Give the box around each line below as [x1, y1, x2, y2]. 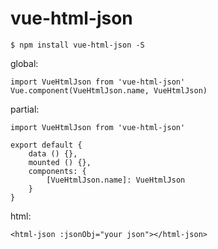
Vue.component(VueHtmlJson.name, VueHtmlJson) [10, 85, 208, 96]
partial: [10, 103, 40, 115]
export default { [10, 140, 83, 150]
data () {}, [28, 148, 78, 159]
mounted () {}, [28, 157, 92, 167]
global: [10, 57, 39, 69]
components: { [28, 166, 87, 176]
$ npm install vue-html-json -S [10, 40, 145, 50]
